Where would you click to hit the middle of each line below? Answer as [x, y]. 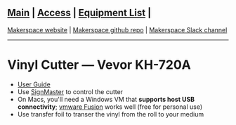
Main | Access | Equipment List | [79, 13]
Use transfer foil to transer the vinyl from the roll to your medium [111, 114]
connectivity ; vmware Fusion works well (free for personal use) [110, 107]
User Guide [34, 84]
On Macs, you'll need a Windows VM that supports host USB [106, 99]
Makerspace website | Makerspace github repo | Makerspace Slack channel [117, 29]
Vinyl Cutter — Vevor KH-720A [99, 65]
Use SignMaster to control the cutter [70, 91]
